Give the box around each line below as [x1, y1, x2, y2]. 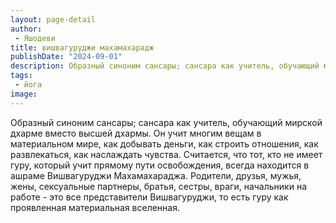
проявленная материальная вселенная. [10, 201, 180, 213]
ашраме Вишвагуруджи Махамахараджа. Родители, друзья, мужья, [10, 169, 302, 181]
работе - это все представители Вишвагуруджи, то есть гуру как [10, 191, 289, 203]
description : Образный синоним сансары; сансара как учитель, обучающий [10, 61, 320, 71]
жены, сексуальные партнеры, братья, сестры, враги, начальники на [10, 180, 308, 192]
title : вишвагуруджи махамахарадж [10, 42, 155, 53]
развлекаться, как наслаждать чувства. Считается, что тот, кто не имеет [10, 148, 323, 160]
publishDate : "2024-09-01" [10, 52, 123, 62]
